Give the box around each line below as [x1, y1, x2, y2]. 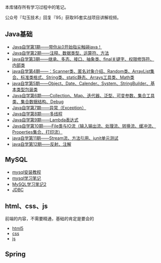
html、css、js [5, 202, 48, 210]
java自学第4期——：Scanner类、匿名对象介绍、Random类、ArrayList [12, 68, 151, 74]
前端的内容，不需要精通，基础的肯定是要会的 [5, 216, 94, 222]
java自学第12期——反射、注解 [12, 141, 72, 147]
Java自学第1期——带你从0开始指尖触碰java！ [12, 44, 102, 50]
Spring [5, 250, 26, 258]
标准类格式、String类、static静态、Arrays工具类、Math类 [20, 74, 134, 80]
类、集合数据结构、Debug [12, 99, 64, 105]
